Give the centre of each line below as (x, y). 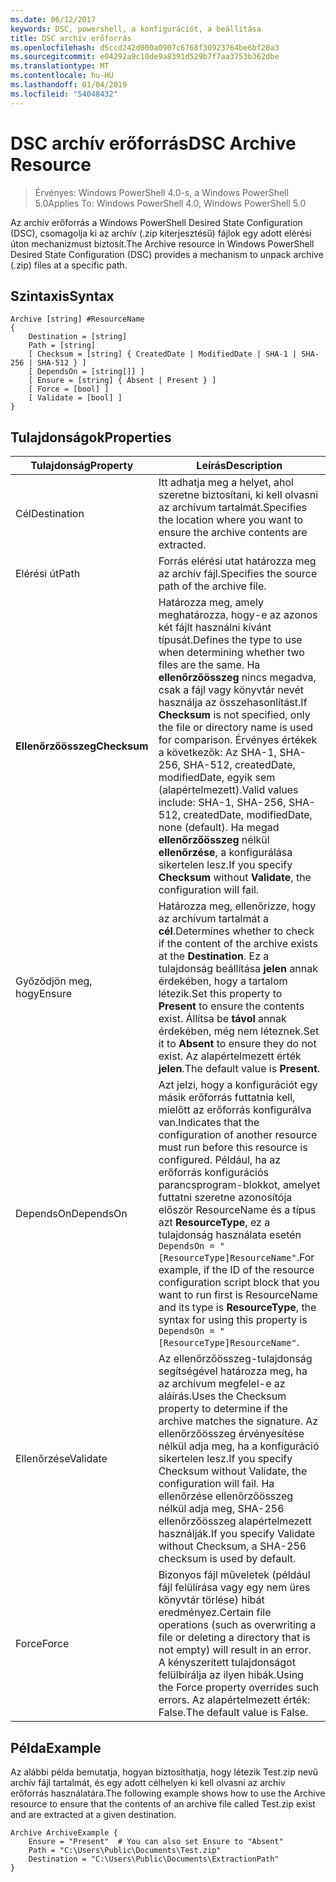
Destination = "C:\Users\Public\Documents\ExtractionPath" (154, 1859)
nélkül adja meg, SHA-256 (221, 1509)
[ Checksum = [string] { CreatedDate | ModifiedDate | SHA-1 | (163, 354)
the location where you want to (231, 520)
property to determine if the (223, 1409)
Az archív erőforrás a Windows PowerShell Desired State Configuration (156, 222)
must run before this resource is (233, 1148)
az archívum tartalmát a (213, 919)
